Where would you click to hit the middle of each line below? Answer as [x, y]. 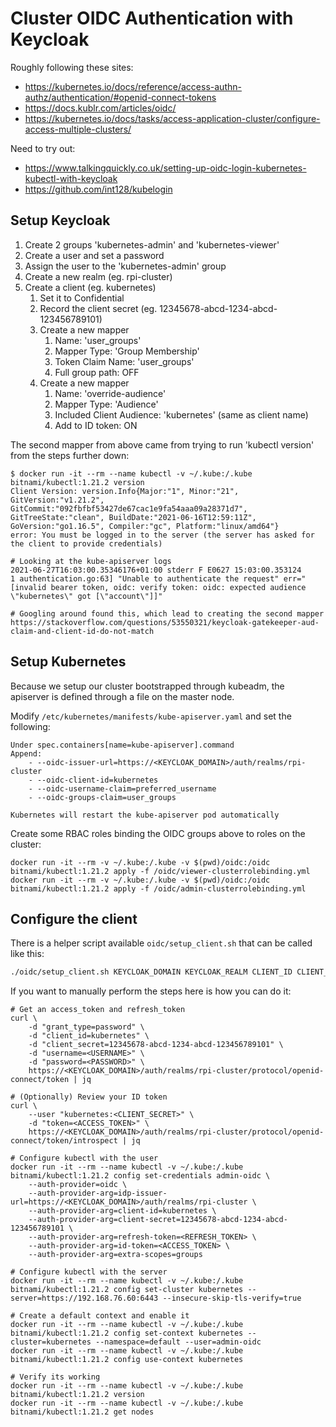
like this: [27, 954]
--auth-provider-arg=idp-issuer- [98, 1193]
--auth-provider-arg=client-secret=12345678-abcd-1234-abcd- [158, 1220]
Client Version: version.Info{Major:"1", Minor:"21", [125, 491]
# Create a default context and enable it [100, 1316]
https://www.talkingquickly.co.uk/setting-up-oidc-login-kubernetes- [165, 168]
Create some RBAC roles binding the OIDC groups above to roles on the [158, 833]
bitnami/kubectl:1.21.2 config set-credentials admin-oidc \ [140, 1176]
